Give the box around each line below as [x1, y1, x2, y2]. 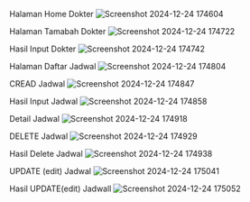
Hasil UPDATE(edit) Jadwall [9, 183, 112, 194]
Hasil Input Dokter [9, 43, 77, 54]
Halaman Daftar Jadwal [9, 61, 97, 71]
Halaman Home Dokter [9, 9, 95, 19]
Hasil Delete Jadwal [9, 149, 83, 159]
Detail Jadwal [9, 114, 60, 124]
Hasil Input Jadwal [9, 96, 79, 106]
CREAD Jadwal [9, 78, 66, 89]
